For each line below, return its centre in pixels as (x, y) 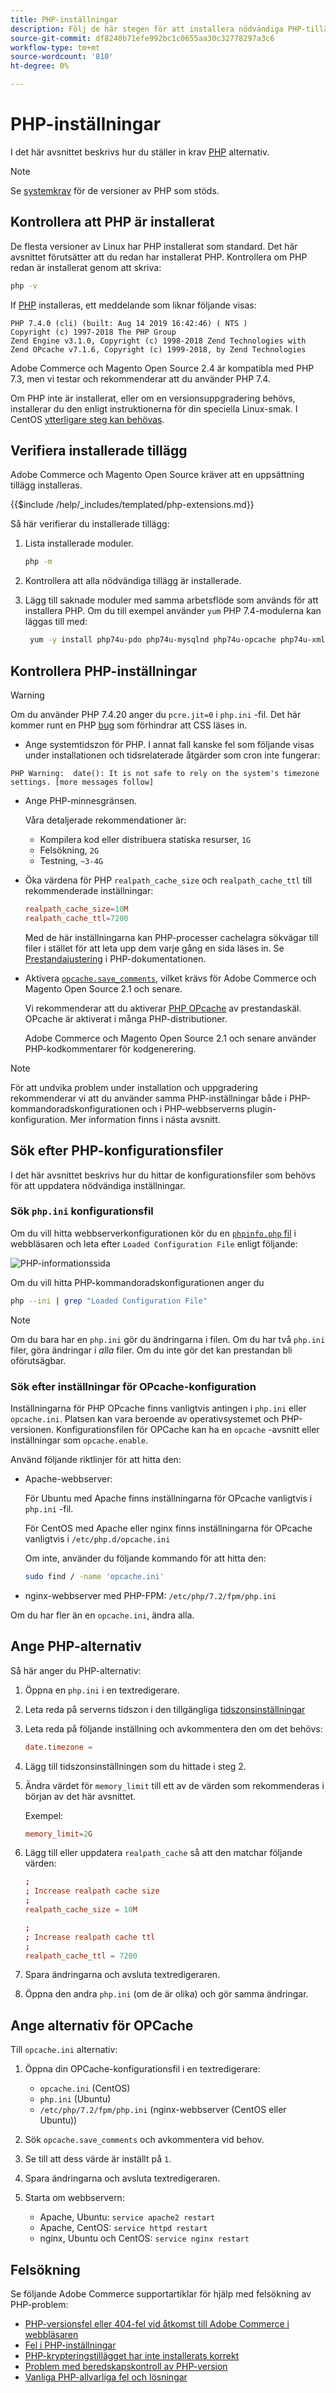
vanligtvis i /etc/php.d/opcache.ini (97, 1539)
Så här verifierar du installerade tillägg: (90, 524)
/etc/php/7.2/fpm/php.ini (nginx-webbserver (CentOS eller (163, 2110)
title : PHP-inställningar (64, 19)
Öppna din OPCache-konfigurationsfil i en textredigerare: (142, 2069)
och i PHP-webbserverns (193, 1108)
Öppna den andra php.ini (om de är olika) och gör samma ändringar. (166, 1994)
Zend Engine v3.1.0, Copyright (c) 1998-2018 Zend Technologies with (158, 341)
